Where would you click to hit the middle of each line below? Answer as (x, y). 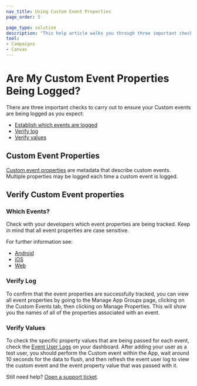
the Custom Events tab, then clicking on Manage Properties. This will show (96, 306)
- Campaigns (21, 44)
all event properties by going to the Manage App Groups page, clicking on (95, 300)
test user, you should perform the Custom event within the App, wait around (98, 353)
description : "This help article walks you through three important (91, 33)
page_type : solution (31, 28)
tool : (13, 39)
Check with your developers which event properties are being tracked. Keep (98, 224)
